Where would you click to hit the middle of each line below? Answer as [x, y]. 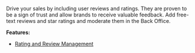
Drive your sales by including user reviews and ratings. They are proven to [97, 9]
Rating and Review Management [54, 44]
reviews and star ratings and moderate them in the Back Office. [94, 21]
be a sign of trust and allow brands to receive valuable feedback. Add [91, 15]
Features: [18, 32]
